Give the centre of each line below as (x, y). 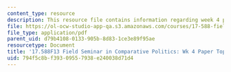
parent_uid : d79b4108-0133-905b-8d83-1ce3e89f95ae (81, 39)
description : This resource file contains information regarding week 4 (113, 20)
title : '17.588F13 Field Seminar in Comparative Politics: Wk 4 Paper (110, 52)
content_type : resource (41, 13)
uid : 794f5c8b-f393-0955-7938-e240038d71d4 (70, 58)
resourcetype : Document (41, 45)
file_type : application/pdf (47, 33)
